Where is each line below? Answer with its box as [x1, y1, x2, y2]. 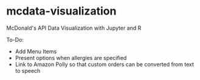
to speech [15, 67, 41, 74]
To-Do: [6, 36, 24, 43]
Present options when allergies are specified [15, 54, 127, 61]
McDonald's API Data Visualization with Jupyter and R [6, 24, 142, 32]
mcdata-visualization [6, 4, 117, 18]
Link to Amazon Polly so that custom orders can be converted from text [15, 61, 195, 68]
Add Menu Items [15, 47, 57, 55]
